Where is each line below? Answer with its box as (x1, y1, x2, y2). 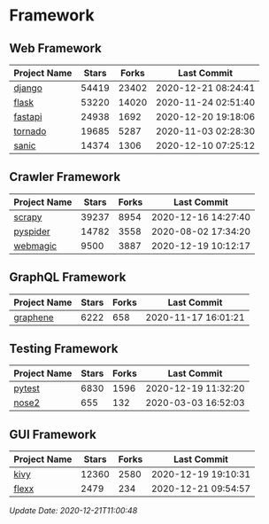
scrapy (13, 210, 42, 223)
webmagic (13, 239, 58, 252)
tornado (13, 125, 47, 137)
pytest (13, 382, 40, 395)
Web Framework (9, 41, 102, 56)
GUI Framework (9, 426, 97, 442)
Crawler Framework (9, 169, 121, 184)
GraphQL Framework (9, 270, 127, 285)
